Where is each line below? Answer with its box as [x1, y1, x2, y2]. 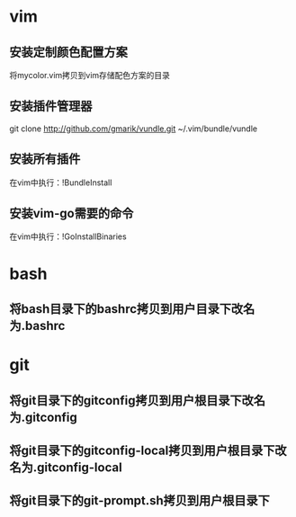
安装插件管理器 [9, 99, 93, 114]
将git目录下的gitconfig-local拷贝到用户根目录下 [9, 442, 275, 458]
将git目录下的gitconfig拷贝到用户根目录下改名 [9, 393, 265, 408]
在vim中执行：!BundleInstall [9, 177, 112, 188]
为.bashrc [9, 318, 66, 334]
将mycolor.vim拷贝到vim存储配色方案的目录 [9, 70, 171, 80]
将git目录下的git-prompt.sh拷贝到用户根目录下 [9, 493, 270, 509]
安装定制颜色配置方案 [9, 44, 128, 59]
